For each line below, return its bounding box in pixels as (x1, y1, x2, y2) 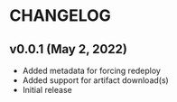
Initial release (22, 85, 72, 95)
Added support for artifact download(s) (22, 75, 169, 86)
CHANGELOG (9, 5, 111, 26)
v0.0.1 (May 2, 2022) (9, 42, 128, 57)
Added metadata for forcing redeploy (22, 65, 161, 76)
